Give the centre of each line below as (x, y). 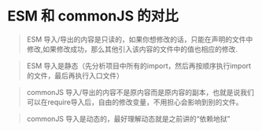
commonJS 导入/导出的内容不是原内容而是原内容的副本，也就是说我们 (140, 92)
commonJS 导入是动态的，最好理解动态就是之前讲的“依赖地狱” (128, 118)
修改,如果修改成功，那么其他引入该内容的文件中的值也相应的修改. (132, 49)
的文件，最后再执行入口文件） (75, 75)
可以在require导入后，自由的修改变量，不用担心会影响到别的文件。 (135, 102)
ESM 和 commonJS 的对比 (93, 16)
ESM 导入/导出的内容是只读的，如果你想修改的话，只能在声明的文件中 (140, 39)
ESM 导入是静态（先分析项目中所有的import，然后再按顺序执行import (139, 65)
